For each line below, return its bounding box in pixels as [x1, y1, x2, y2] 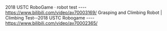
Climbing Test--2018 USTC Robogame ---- [5, 15, 95, 20]
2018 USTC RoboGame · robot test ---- [5, 4, 87, 10]
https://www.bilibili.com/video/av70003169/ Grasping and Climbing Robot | [5, 9, 162, 15]
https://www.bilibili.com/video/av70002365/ [5, 20, 98, 26]
